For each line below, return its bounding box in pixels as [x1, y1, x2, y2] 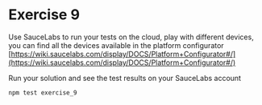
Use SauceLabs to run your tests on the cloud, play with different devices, [8, 32, 254, 42]
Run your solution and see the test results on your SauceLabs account [8, 73, 242, 83]
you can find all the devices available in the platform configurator [8, 40, 224, 50]
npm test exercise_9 [8, 88, 78, 97]
